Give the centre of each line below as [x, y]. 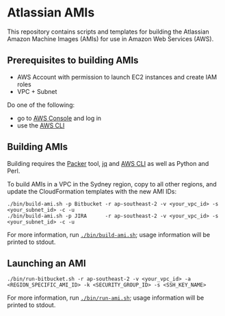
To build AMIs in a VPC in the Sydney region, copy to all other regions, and [112, 184]
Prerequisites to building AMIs [73, 61]
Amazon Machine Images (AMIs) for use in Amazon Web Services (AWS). [110, 38]
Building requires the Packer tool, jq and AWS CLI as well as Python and [108, 163]
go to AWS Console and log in [59, 118]
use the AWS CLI [41, 125]
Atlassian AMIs [51, 13]
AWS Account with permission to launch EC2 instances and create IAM [117, 77]
